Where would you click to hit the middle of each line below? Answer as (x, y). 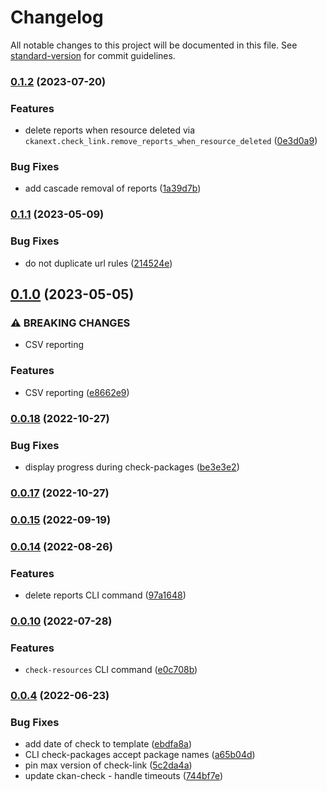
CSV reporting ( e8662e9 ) (77, 392)
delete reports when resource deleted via (110, 130)
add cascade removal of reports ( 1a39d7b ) (113, 188)
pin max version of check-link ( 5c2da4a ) (108, 765)
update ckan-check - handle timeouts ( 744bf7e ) (124, 776)
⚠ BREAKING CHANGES (70, 323)
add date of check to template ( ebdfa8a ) (108, 744)
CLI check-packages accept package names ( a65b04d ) (140, 755)
